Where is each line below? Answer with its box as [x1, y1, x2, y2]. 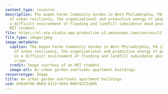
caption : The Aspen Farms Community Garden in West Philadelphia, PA [9, 44, 157, 49]
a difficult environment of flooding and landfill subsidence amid [9, 21, 153, 26]
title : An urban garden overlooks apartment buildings [5, 77, 122, 82]
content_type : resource [5, 7, 55, 12]
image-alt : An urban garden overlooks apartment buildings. [9, 68, 137, 73]
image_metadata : [5, 40, 39, 45]
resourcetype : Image [5, 72, 48, 77]
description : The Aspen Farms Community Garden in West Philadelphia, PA [5, 12, 162, 17]
